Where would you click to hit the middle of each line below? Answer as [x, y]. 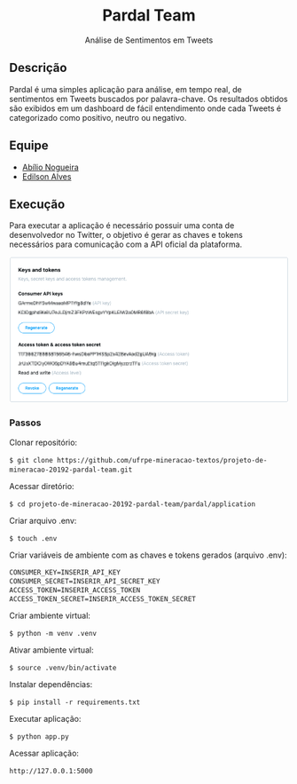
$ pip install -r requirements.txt [75, 702]
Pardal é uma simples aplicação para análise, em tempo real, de [125, 89]
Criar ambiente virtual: [50, 615]
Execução [37, 204]
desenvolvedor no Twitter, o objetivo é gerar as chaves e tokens [126, 235]
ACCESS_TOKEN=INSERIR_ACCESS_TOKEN [75, 590]
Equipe [29, 146]
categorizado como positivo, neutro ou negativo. [98, 117]
